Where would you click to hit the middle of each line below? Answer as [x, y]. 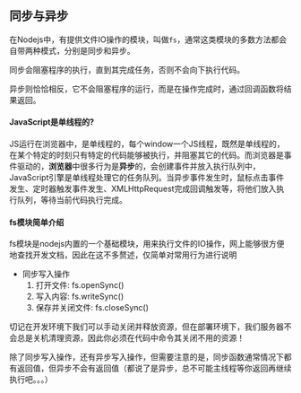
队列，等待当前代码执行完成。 [72, 200]
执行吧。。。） [31, 380]
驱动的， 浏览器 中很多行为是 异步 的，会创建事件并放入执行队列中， [138, 166]
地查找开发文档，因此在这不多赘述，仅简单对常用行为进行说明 [123, 255]
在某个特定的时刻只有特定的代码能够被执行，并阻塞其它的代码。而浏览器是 [146, 155]
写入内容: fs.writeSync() [80, 297]
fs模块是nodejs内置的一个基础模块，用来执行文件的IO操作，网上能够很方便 [147, 244]
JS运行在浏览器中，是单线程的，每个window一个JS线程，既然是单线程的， [147, 144]
